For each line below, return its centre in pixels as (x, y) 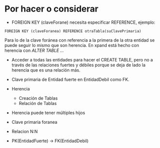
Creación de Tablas (38, 98)
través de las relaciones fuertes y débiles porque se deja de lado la (79, 65)
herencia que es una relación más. (46, 70)
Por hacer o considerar (52, 9)
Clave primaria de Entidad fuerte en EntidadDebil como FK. (70, 79)
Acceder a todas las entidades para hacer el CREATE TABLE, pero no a (82, 59)
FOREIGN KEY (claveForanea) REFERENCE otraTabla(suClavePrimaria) (73, 31)
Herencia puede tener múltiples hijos (48, 113)
